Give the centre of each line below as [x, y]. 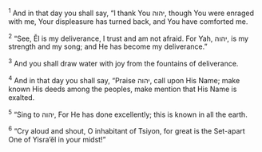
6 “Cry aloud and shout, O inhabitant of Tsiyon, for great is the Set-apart [127, 130]
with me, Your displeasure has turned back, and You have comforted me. [128, 21]
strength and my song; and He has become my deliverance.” [108, 46]
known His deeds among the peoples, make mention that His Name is [123, 89]
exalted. [22, 97]
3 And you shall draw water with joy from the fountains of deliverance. [123, 63]
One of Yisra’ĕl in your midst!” [57, 139]
